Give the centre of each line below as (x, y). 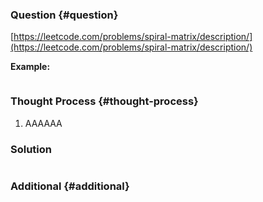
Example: (30, 67)
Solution (31, 149)
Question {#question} (64, 15)
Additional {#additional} (70, 186)
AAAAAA (43, 123)
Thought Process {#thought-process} (104, 101)
